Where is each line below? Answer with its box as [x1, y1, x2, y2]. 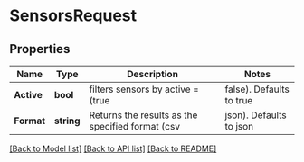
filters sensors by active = [89, 83, 199, 95]
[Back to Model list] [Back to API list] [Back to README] [9, 143, 217, 154]
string [53, 114, 81, 127]
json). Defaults [224, 109, 287, 121]
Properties [9, 41, 71, 57]
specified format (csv [89, 121, 181, 132]
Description [126, 68, 179, 80]
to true [224, 94, 253, 106]
